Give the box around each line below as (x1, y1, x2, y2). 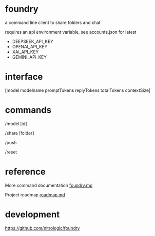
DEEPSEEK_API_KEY (12, 38, 54, 44)
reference (5, 166, 46, 177)
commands (5, 105, 52, 116)
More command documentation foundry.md (5, 182, 93, 188)
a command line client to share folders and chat (5, 20, 101, 25)
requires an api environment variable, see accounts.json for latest (5, 29, 136, 35)
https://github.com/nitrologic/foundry (5, 225, 80, 231)
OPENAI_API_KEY (12, 43, 48, 49)
